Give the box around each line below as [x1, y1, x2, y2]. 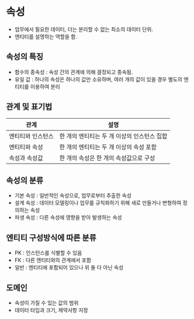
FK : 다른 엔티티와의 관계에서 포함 [14, 256, 92, 263]
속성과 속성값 [9, 154, 43, 162]
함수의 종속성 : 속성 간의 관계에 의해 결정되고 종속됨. [14, 68, 133, 75]
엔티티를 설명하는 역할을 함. [14, 33, 78, 40]
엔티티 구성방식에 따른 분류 [6, 233, 96, 242]
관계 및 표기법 [6, 102, 53, 112]
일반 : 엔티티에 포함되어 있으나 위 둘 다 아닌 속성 [14, 264, 124, 271]
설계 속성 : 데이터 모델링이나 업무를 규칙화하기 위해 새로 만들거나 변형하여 [14, 199, 182, 206]
